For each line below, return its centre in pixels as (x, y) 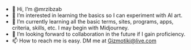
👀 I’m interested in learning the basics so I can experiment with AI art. (97, 15)
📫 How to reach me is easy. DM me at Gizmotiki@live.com (84, 41)
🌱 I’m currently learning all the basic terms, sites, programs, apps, (93, 21)
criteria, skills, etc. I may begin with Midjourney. (70, 28)
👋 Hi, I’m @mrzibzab (37, 9)
